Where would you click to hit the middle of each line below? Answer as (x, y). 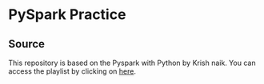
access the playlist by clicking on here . (72, 71)
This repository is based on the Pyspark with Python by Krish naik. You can (132, 63)
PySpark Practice (67, 15)
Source (27, 44)
